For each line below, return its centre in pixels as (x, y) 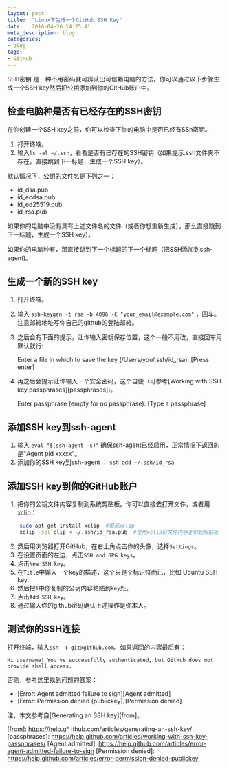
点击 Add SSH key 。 (43, 597)
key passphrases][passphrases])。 (67, 390)
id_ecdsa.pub (36, 197)
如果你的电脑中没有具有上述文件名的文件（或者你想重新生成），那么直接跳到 (114, 226)
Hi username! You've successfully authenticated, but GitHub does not (110, 660)
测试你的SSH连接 (44, 629)
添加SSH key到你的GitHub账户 (72, 486)
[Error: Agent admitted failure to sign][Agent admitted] (94, 693)
